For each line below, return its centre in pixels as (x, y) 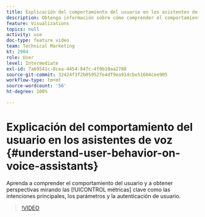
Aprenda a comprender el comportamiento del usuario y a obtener (90, 183)
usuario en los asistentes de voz (89, 140)
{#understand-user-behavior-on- (93, 153)
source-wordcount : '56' (37, 86)
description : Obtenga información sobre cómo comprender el (85, 18)
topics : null (23, 29)
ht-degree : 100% (27, 92)
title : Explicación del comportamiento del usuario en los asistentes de (102, 12)
